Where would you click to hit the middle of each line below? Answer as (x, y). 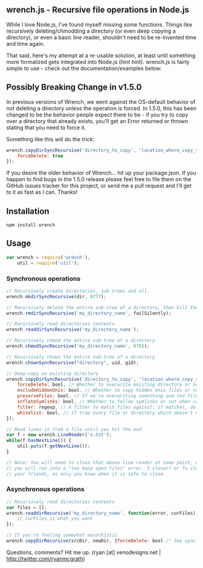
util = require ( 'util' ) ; (48, 263)
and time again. (25, 43)
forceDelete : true (40, 156)
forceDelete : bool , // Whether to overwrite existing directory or (104, 385)
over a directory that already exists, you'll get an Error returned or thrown (97, 121)
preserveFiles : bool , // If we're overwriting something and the (101, 396)
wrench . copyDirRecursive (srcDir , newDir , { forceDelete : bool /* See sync (101, 541)
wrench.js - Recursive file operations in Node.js (98, 10)
